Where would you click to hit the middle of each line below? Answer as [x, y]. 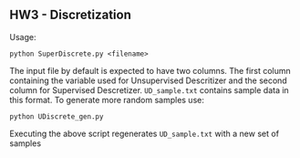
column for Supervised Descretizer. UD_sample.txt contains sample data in [149, 90]
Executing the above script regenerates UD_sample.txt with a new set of [145, 133]
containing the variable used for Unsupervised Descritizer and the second [148, 80]
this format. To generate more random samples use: [107, 100]
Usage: [23, 37]
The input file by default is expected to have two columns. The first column [150, 70]
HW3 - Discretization [71, 15]
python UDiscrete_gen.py [57, 116]
